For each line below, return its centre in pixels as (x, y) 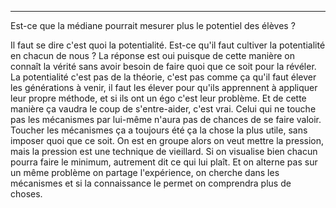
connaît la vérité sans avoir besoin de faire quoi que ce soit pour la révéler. (163, 66)
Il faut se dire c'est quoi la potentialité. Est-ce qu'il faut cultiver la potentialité (168, 45)
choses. (26, 194)
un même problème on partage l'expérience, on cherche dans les (145, 172)
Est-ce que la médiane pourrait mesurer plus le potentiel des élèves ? (153, 25)
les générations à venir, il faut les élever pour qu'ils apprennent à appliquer (164, 87)
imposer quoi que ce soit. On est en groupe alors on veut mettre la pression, (167, 140)
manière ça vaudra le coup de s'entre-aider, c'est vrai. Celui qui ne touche (163, 109)
